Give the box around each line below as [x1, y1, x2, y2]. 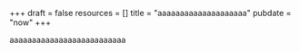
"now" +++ [9, 17, 52, 28]
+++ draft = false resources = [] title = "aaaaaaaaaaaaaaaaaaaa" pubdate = [9, 8, 292, 18]
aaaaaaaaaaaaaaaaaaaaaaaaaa [9, 35, 126, 45]
